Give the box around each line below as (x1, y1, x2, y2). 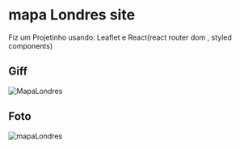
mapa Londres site (8, 6, 136, 24)
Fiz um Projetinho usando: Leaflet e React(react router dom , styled (8, 32, 233, 42)
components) (8, 40, 53, 50)
